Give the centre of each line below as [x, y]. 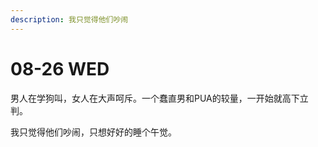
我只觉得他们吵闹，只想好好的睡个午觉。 [93, 132]
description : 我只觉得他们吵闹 [69, 19]
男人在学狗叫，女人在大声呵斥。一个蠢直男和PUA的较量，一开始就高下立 [159, 98]
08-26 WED [60, 68]
